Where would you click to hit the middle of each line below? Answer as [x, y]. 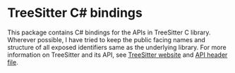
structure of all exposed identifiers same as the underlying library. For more [117, 47]
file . [13, 62]
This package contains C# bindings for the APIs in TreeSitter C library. [109, 32]
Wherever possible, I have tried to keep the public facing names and [107, 39]
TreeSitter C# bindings [75, 13]
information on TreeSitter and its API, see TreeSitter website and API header [117, 55]
